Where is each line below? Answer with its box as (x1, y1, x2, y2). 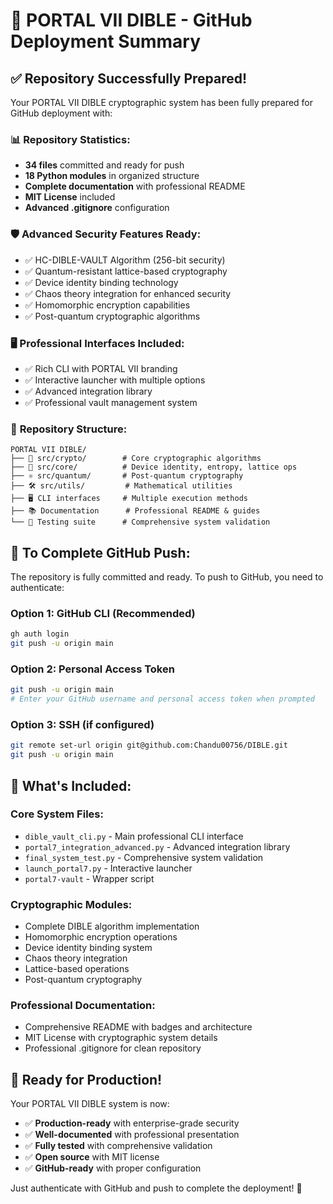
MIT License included (24, 191, 116, 203)
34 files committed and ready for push (24, 159, 185, 171)
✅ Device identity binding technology (24, 276, 179, 288)
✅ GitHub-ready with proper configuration (24, 1162, 202, 1174)
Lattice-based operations (24, 963, 130, 975)
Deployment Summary (10, 30, 202, 53)
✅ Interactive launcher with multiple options (24, 374, 206, 386)
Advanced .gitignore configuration (24, 202, 170, 214)
